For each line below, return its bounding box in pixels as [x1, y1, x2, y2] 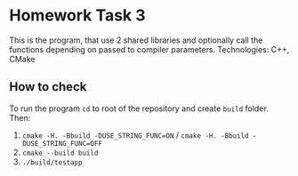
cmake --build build [21, 148, 99, 157]
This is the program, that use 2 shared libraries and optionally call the [9, 35, 263, 45]
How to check [9, 79, 87, 94]
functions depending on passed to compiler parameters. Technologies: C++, [9, 44, 290, 54]
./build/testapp [21, 157, 83, 167]
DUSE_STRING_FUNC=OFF [21, 139, 102, 148]
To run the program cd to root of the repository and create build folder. [9, 103, 269, 114]
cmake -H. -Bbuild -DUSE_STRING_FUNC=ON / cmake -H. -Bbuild [21, 130, 249, 140]
